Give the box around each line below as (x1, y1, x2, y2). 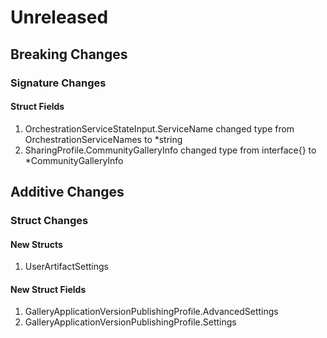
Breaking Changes (10, 46, 128, 63)
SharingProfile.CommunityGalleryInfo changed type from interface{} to (24, 144, 317, 156)
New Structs (10, 238, 63, 250)
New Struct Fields (10, 283, 87, 295)
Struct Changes (10, 214, 89, 228)
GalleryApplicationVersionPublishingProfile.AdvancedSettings (24, 306, 279, 318)
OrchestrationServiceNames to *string (24, 133, 183, 145)
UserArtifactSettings (24, 261, 109, 273)
